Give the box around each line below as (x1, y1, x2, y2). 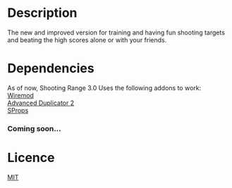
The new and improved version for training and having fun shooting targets (7, 28, 226, 37)
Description (7, 5, 78, 21)
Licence (7, 149, 55, 165)
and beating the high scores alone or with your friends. (7, 35, 167, 44)
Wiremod (7, 91, 34, 99)
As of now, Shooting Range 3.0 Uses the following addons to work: (7, 83, 202, 92)
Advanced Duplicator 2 (7, 99, 75, 107)
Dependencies (7, 61, 94, 77)
